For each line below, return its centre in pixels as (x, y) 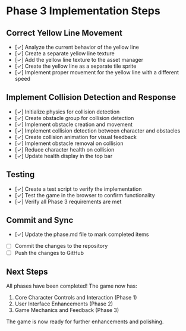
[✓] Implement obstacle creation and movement (73, 124)
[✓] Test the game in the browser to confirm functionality (85, 195)
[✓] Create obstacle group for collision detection (74, 118)
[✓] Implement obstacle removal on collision (69, 143)
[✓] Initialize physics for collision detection (67, 112)
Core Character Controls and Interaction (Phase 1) (76, 298)
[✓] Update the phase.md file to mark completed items (82, 234)
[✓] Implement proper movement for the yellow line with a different (97, 72)
